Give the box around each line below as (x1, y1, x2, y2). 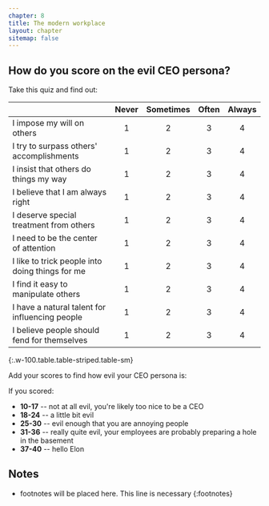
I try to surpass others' (12, 141, 98, 152)
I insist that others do (12, 163, 92, 175)
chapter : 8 (8, 11, 45, 20)
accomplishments (12, 151, 79, 162)
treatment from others (12, 219, 95, 231)
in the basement (19, 436, 74, 445)
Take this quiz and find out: (8, 85, 98, 94)
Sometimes (146, 104, 191, 115)
